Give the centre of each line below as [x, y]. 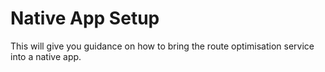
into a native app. [46, 56]
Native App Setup [85, 18]
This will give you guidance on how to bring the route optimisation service [162, 46]
